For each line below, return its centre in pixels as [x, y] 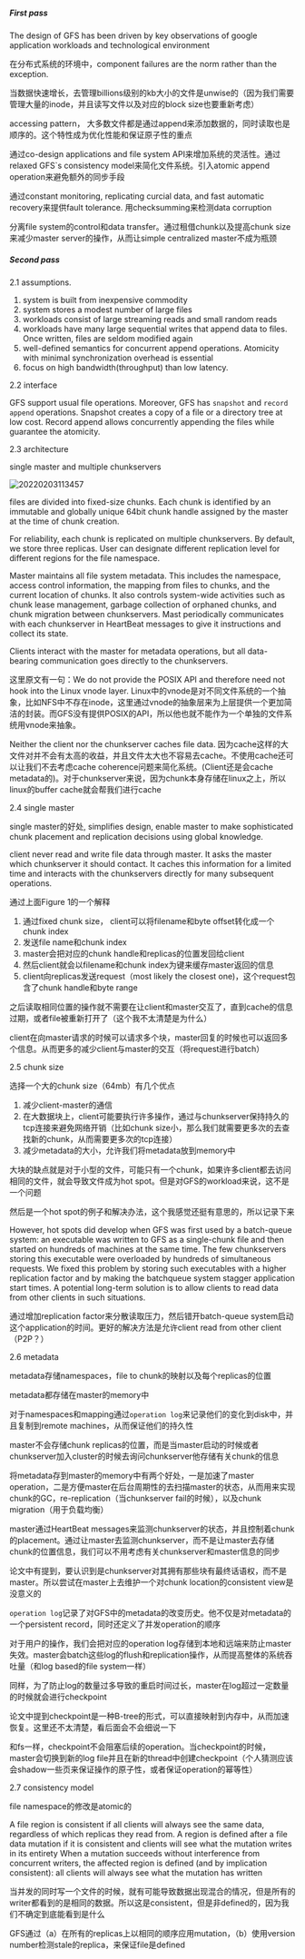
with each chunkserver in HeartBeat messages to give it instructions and [145, 624]
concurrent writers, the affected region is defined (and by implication [138, 1863]
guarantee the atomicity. [55, 431]
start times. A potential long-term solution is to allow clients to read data [144, 1287]
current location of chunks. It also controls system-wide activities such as [148, 595]
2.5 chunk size [37, 1067]
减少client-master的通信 [68, 1105]
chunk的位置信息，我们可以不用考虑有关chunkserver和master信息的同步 [145, 1551]
